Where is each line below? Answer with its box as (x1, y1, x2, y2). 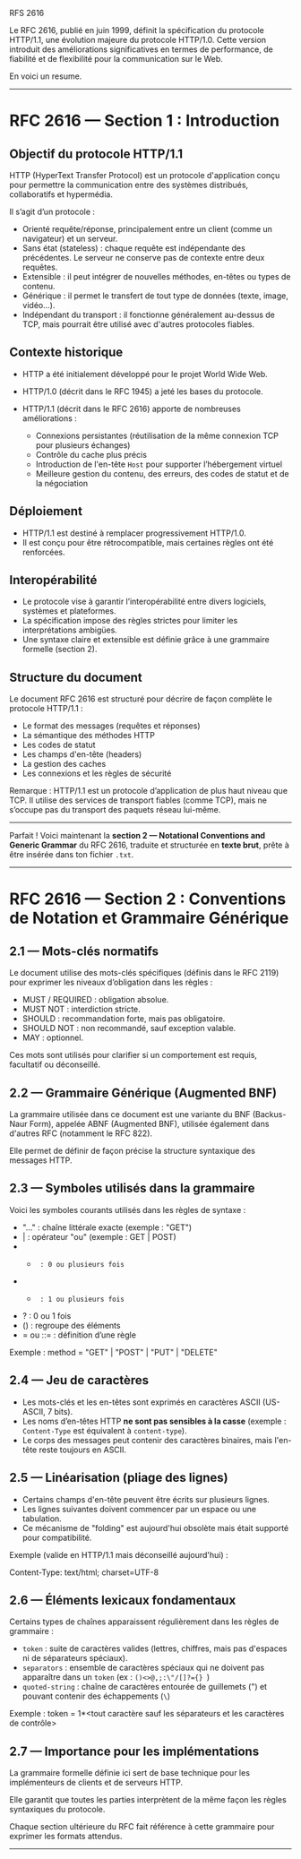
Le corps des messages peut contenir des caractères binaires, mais (21, 1434, 273, 1445)
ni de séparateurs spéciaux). (21, 1653, 128, 1664)
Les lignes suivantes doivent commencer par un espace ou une (21, 1503, 257, 1514)
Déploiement (9, 503, 83, 519)
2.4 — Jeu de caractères (9, 1373, 150, 1388)
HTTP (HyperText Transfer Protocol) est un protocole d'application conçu (9, 170, 280, 180)
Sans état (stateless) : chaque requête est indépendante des (21, 243, 246, 254)
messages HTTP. (9, 1155, 73, 1166)
